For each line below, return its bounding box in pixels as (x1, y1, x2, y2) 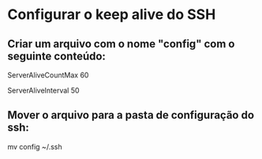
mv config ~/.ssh (7, 142, 62, 151)
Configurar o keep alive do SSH (7, 6, 216, 24)
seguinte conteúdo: (7, 49, 106, 62)
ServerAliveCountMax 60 (7, 70, 89, 80)
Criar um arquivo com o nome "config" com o (7, 37, 235, 51)
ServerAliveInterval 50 (7, 85, 80, 95)
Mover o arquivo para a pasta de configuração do (7, 108, 254, 122)
